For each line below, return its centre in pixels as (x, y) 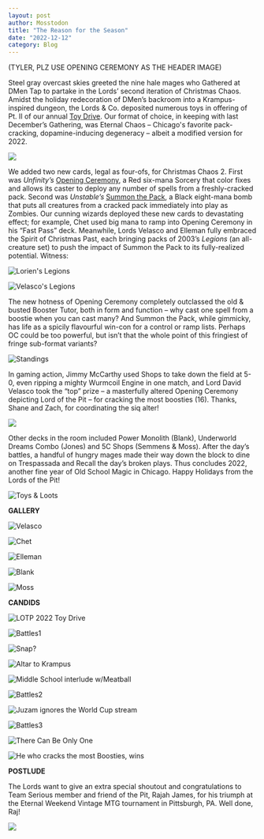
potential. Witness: (39, 256)
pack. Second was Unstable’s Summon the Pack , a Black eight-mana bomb (130, 197)
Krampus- (219, 100)
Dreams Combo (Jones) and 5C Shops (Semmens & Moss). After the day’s (129, 447)
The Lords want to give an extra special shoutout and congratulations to (125, 787)
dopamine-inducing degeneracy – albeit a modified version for (141, 133)
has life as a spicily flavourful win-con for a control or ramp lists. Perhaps (127, 327)
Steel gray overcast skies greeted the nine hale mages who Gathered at (124, 83)
